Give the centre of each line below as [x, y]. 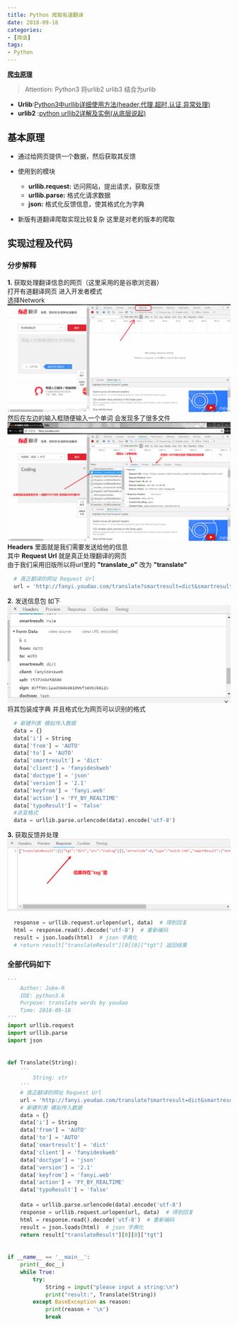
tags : [15, 45]
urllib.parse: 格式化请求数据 [69, 195]
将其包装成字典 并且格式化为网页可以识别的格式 [76, 709]
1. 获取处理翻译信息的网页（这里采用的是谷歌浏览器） [85, 282]
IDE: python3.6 [42, 996]
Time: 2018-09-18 [46, 1011]
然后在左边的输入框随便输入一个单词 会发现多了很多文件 [89, 418]
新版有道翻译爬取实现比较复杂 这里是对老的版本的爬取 [96, 219]
